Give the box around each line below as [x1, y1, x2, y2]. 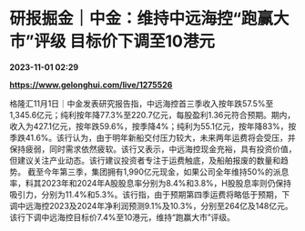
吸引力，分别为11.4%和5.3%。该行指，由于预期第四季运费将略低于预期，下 [9, 188, 290, 200]
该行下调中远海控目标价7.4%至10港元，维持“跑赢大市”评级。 [9, 211, 235, 223]
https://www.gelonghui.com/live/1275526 [9, 79, 173, 90]
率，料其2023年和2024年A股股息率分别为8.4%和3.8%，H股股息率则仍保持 [9, 177, 291, 188]
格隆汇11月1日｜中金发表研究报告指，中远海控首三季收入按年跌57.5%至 [9, 97, 274, 109]
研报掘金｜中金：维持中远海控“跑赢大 [9, 8, 290, 29]
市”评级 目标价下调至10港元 [9, 31, 216, 52]
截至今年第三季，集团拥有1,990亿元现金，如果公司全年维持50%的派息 [26, 166, 290, 177]
